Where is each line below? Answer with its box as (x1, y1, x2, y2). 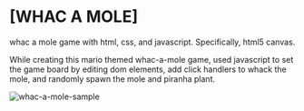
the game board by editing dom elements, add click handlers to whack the (9, 64, 288, 75)
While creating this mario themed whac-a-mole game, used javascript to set (9, 54, 294, 65)
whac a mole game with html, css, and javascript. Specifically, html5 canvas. (9, 36, 296, 47)
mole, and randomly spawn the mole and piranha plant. (9, 73, 216, 84)
